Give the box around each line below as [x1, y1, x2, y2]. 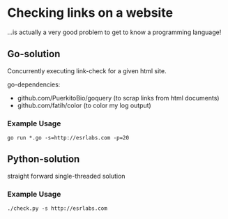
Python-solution [7, 153, 80, 165]
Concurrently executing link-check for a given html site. [7, 66, 167, 75]
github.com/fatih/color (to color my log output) [17, 101, 151, 109]
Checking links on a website [7, 5, 173, 21]
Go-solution [7, 48, 61, 60]
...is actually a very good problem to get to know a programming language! [7, 28, 222, 36]
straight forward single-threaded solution [7, 172, 126, 180]
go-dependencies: [7, 80, 61, 89]
